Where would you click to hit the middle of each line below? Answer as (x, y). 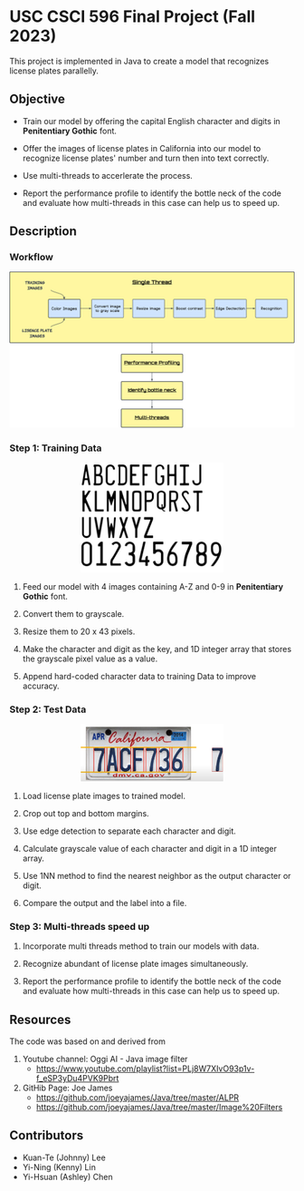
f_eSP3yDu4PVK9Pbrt (77, 1079)
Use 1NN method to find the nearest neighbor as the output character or (157, 875)
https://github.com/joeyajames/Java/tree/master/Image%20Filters (159, 1108)
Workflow (32, 258)
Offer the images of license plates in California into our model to (142, 148)
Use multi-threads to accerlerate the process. (107, 175)
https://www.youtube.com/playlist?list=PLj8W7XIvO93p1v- (145, 1069)
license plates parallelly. (54, 71)
